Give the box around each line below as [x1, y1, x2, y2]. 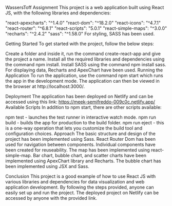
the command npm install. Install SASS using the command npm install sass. [5, 62, 166, 67]
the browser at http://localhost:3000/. [5, 83, 85, 89]
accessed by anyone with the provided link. [5, 195, 98, 201]
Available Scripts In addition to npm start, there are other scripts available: [5, 104, 162, 110]
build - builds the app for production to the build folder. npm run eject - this [5, 120, 164, 125]
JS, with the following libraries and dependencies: [5, 10, 111, 16]
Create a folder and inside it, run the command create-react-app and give [5, 51, 161, 57]
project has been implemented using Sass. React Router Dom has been [5, 136, 156, 142]
